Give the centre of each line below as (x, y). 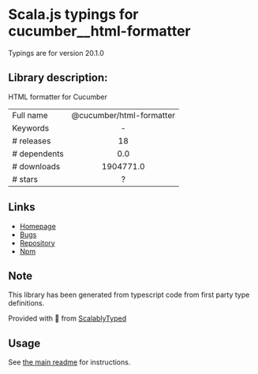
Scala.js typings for (73, 15)
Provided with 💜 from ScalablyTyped (67, 318)
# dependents (38, 154)
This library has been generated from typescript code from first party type (129, 295)
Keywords (31, 128)
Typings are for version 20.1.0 (56, 53)
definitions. (26, 303)
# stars (25, 179)
